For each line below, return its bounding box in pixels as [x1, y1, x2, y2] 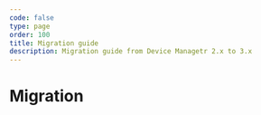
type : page [9, 22, 51, 31]
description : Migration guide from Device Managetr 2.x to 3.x [9, 47, 253, 56]
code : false [9, 13, 54, 23]
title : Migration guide [9, 38, 99, 48]
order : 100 [9, 30, 51, 39]
